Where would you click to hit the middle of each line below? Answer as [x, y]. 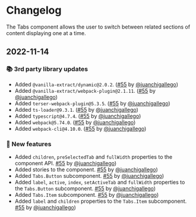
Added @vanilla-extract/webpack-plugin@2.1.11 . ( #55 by [85, 90]
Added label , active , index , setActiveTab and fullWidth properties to [100, 182]
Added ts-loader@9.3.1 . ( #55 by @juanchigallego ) [76, 109]
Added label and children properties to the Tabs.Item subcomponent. [101, 201]
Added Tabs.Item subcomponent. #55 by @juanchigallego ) [87, 194]
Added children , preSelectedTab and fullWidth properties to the [94, 157]
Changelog [34, 10]
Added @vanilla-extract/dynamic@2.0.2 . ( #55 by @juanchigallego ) [96, 84]
